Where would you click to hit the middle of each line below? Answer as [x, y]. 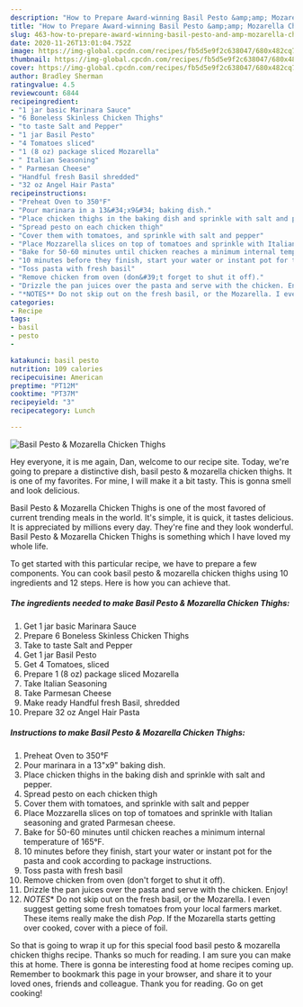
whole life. [29, 546]
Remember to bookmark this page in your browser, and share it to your [141, 974]
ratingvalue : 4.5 [43, 85]
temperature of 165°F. [63, 841]
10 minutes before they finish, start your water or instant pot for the [147, 851]
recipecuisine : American [57, 377]
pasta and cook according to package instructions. [117, 860]
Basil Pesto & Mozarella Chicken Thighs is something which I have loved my [151, 536]
